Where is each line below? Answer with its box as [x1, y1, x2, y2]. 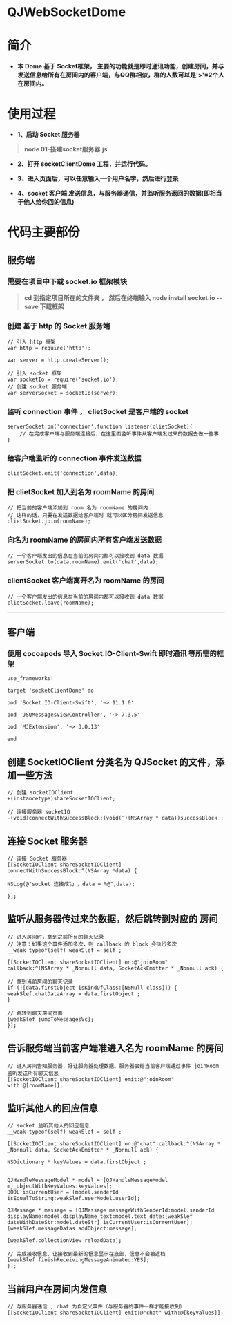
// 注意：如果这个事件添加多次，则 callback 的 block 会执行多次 [7, 941, 177, 948]
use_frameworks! [7, 675, 54, 682]
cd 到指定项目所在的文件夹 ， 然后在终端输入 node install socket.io [23, 293, 215, 301]
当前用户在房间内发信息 [7, 1283, 107, 1295]
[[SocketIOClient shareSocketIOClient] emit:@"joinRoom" [7, 1076, 175, 1082]
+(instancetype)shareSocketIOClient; [7, 796, 116, 803]
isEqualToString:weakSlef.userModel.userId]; [7, 1195, 140, 1202]
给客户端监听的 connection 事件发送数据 [7, 453, 142, 463]
